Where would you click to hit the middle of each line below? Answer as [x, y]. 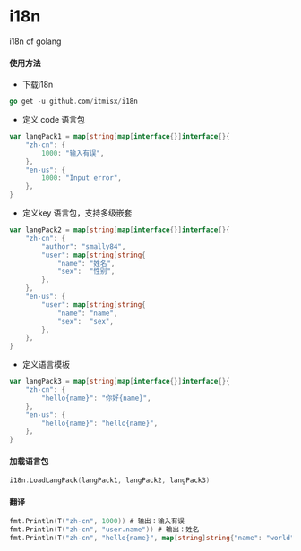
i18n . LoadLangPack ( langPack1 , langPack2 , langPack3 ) [110, 480]
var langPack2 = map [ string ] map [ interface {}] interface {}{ [120, 230]
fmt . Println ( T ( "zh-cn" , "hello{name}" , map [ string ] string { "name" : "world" [152, 538]
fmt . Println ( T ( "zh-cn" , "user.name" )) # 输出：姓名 [104, 530]
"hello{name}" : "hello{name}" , [100, 423]
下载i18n [38, 85]
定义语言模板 [46, 365]
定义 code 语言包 [53, 120]
